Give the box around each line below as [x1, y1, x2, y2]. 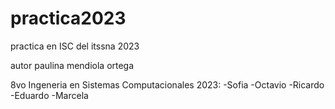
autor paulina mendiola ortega [10, 59, 135, 71]
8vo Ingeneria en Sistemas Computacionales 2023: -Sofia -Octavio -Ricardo [10, 78, 325, 91]
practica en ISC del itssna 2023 [10, 40, 140, 52]
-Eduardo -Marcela [10, 89, 89, 101]
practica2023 [10, 7, 127, 30]
